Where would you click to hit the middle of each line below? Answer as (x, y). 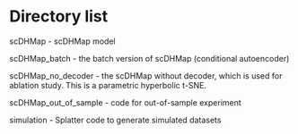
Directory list (59, 17)
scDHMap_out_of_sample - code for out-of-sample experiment (126, 102)
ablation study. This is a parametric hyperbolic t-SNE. (108, 85)
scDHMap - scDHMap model (62, 41)
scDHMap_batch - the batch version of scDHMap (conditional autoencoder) (149, 58)
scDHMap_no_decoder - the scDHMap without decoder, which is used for (146, 75)
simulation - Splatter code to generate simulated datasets (115, 120)
